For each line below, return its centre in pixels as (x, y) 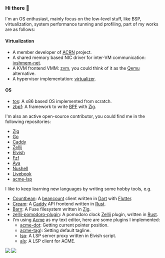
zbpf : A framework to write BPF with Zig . (54, 106)
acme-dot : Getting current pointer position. (64, 225)
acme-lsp (22, 179)
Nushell (20, 168)
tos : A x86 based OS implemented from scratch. (62, 101)
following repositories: (28, 121)
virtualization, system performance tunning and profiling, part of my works (82, 24)
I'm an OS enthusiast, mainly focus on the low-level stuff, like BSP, (73, 19)
